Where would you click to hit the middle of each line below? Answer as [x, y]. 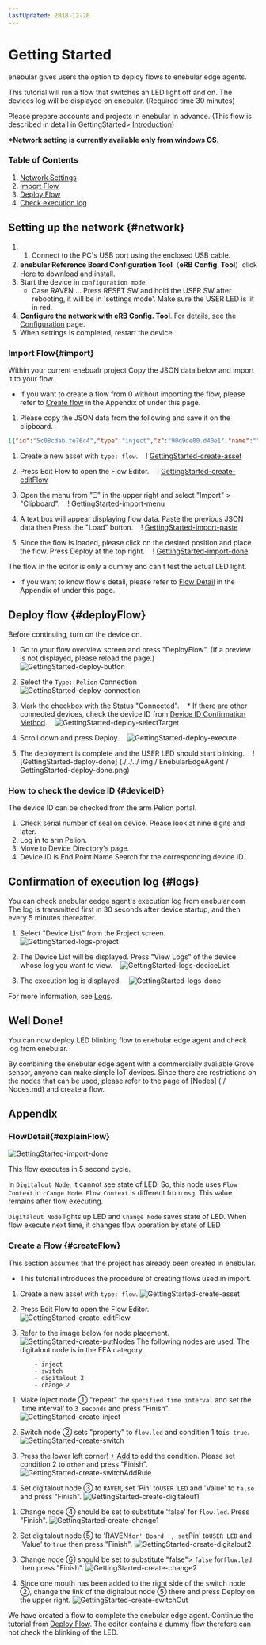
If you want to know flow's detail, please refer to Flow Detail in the [127, 581]
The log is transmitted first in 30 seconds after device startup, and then [124, 909]
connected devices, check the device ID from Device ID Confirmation [133, 713]
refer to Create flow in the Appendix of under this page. [110, 402]
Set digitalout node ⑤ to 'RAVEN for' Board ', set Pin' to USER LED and [135, 1536]
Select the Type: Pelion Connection [78, 682]
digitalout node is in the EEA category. [82, 1349]
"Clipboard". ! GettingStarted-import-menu [92, 503]
